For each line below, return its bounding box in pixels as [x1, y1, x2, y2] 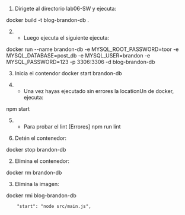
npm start [6, 105, 30, 112]
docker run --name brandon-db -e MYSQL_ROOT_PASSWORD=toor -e [6, 46, 179, 53]
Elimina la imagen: [14, 181, 59, 187]
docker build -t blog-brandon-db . [6, 17, 89, 23]
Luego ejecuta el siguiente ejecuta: [23, 34, 110, 41]
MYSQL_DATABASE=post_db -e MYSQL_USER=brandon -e [6, 52, 151, 59]
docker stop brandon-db [6, 146, 66, 153]
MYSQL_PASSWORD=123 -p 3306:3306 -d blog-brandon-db [6, 59, 155, 65]
